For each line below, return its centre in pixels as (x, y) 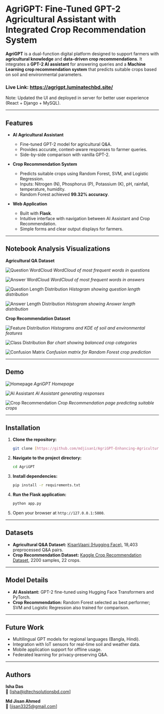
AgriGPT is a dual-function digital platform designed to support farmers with (82, 54)
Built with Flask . (36, 213)
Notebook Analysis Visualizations (58, 249)
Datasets (19, 533)
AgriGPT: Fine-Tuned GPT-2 (63, 9)
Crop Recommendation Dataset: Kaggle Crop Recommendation (77, 555)
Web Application (30, 204)
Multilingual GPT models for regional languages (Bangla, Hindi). (76, 639)
